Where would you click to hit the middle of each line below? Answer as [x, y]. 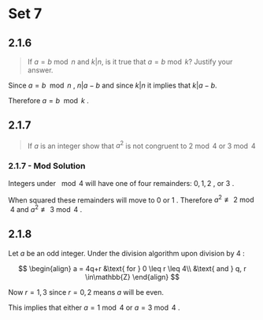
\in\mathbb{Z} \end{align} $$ [132, 277]
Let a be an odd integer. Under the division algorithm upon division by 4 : [127, 253]
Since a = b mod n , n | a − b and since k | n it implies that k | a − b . [113, 85]
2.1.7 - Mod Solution [47, 166]
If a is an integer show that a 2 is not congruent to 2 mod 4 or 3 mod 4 [141, 145]
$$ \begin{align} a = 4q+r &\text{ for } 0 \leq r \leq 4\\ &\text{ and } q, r [132, 268]
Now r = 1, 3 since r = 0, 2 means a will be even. [86, 292]
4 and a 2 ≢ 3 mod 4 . [46, 209]
